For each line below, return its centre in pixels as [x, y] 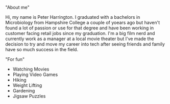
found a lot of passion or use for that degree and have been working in [80, 28]
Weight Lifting [27, 85]
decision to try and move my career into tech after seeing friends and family [85, 44]
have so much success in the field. [42, 49]
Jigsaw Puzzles [29, 96]
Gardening [24, 91]
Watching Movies [31, 69]
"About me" [17, 7]
